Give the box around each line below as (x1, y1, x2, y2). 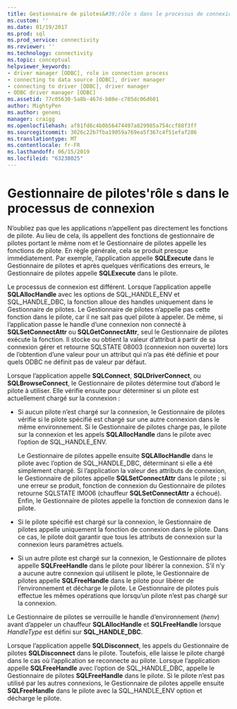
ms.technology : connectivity (7, 50, 93, 57)
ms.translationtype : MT (7, 135, 78, 142)
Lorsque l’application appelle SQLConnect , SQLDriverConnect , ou (7, 371, 201, 380)
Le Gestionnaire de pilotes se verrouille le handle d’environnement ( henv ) (7, 612, 220, 621)
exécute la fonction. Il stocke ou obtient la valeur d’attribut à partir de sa (7, 335, 217, 344)
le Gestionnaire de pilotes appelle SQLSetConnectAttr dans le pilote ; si (17, 474, 227, 482)
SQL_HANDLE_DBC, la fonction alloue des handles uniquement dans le (7, 298, 214, 306)
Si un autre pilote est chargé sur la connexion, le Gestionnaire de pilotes (17, 553, 227, 562)
